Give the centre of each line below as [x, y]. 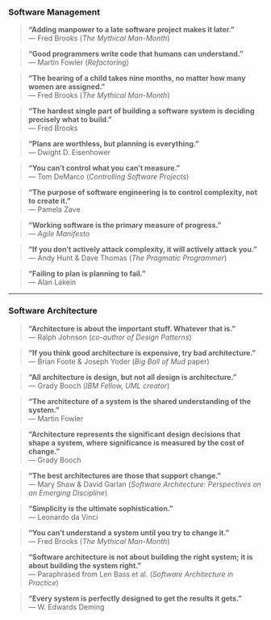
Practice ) [43, 582]
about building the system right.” [85, 565]
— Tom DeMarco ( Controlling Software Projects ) [108, 177]
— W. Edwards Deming [66, 607]
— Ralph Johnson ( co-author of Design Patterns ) [110, 337]
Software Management [54, 12]
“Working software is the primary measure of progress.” [125, 226]
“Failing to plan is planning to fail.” [87, 274]
